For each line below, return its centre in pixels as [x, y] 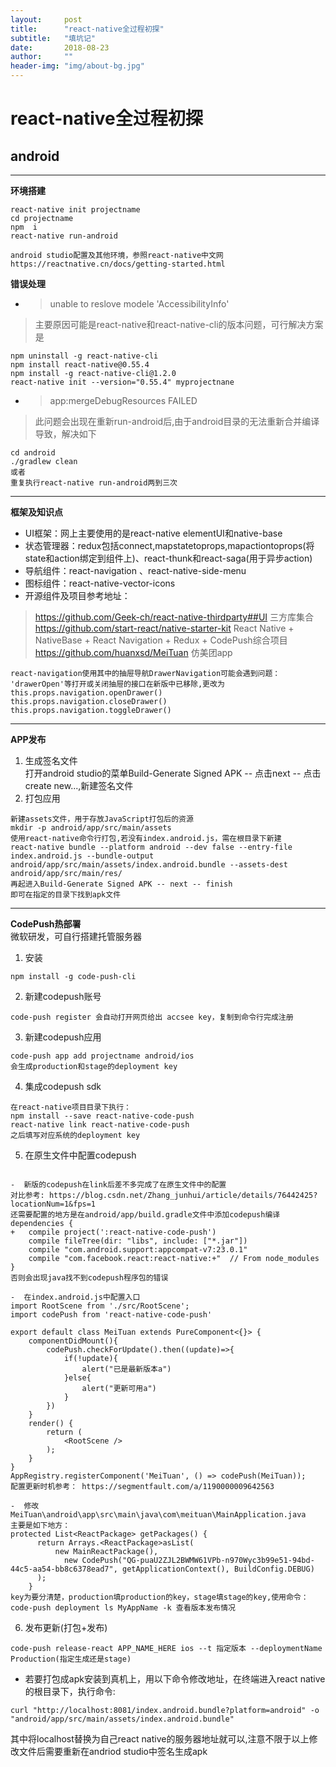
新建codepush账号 [63, 996]
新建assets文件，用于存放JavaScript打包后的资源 [102, 819]
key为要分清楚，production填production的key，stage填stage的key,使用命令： [159, 1597]
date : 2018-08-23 [60, 47]
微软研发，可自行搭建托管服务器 [76, 936]
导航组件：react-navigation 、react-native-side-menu [135, 570]
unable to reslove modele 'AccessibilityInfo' [139, 304]
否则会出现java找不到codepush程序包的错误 [89, 1278]
